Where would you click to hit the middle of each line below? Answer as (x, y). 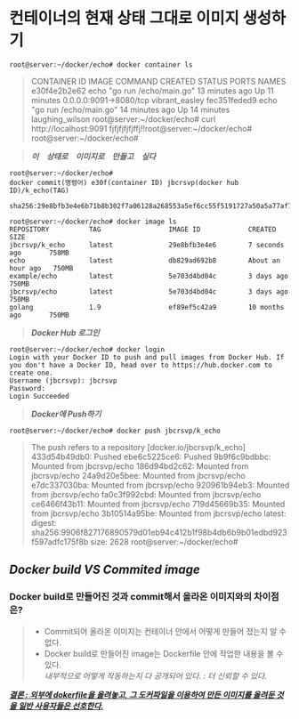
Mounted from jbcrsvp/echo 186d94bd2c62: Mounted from (140, 466)
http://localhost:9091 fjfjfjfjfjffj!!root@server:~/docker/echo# (141, 128)
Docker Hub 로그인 (65, 332)
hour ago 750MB (41, 268)
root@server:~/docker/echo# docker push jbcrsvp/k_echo (115, 431)
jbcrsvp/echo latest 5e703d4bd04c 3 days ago (149, 291)
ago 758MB (39, 253)
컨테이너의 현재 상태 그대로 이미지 (124, 18)
